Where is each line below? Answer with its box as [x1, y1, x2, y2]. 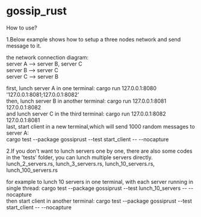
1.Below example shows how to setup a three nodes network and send [6, 35, 181, 43]
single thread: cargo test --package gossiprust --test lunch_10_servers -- [6, 185, 188, 192]
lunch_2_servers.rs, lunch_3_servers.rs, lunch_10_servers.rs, [6, 160, 155, 167]
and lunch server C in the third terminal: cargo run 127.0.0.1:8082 [6, 110, 167, 117]
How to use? [6, 24, 37, 31]
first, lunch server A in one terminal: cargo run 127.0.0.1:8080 [6, 84, 157, 91]
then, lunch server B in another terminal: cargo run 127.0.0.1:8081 [6, 97, 167, 105]
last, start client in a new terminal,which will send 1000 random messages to [6, 123, 196, 130]
